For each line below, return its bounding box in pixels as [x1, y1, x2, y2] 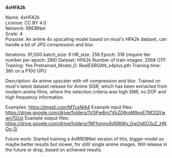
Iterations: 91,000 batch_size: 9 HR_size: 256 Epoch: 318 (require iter [5, 51, 151, 57]
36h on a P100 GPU [5, 68, 47, 74]
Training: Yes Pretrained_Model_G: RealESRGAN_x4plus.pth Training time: [5, 63, 161, 68]
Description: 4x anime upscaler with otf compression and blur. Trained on [5, 78, 161, 84]
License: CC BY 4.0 [5, 20, 47, 26]
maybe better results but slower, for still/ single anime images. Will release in [5, 141, 167, 147]
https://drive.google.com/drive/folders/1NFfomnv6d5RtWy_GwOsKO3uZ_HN [5, 121, 167, 126]
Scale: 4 [5, 31, 23, 36]
